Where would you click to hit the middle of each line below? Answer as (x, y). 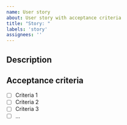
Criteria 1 (26, 95)
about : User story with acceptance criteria (64, 18)
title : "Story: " (28, 23)
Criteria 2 (27, 102)
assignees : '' (24, 35)
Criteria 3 (27, 109)
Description (29, 60)
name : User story (28, 12)
